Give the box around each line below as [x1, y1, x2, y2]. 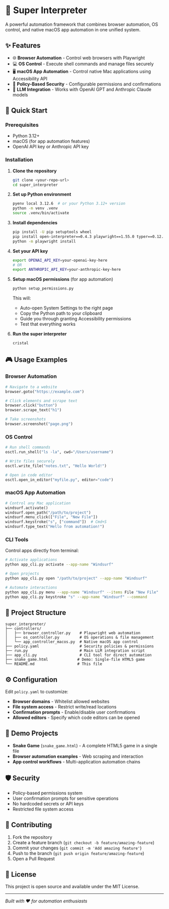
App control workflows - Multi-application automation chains [12, 758, 141, 764]
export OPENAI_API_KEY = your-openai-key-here [12, 258, 108, 263]
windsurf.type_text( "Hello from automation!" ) [5, 524, 105, 530]
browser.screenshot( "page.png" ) [5, 421, 73, 426]
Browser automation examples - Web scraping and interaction [12, 753, 143, 759]
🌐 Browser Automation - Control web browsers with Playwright [12, 55, 145, 61]
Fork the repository [12, 834, 53, 840]
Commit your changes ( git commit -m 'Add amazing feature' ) [12, 845, 142, 851]
